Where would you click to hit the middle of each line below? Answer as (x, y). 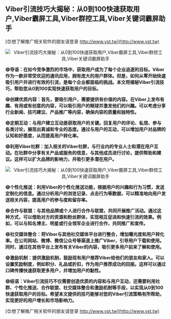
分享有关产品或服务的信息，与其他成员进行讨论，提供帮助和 (94, 153)
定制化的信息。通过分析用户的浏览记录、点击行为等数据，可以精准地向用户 (83, 193)
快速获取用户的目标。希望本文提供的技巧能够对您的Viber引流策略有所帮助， (85, 294)
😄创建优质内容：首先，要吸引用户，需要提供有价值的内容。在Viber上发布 (83, 99)
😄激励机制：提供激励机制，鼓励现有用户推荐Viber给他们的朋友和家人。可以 (85, 257)
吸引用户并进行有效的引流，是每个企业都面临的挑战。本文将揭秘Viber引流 (83, 82)
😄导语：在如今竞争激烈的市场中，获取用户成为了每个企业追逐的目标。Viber (85, 69)
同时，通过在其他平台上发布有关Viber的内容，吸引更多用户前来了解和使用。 (85, 247)
